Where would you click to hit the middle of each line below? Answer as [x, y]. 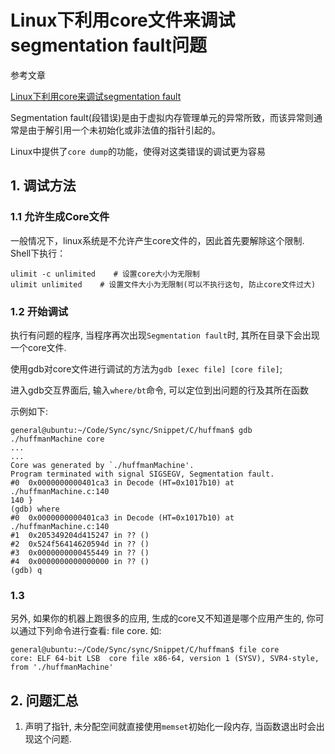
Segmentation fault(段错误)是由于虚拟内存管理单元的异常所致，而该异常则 [162, 117]
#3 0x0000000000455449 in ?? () [80, 552]
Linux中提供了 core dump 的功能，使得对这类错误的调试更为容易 [138, 151]
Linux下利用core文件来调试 [123, 20]
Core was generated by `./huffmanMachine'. [102, 465]
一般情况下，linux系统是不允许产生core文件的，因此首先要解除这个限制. [157, 240]
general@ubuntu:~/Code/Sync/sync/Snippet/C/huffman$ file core [145, 650]
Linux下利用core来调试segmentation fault [96, 96]
